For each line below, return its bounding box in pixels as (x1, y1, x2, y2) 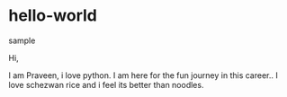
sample (8, 35, 36, 46)
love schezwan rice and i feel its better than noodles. (8, 79, 204, 90)
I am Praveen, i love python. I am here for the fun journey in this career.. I (8, 69, 278, 81)
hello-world (8, 5, 98, 26)
